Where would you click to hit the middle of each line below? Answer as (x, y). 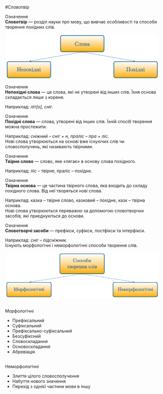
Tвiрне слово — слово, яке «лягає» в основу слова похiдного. (70, 161)
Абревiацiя (23, 352)
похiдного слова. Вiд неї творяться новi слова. (54, 190)
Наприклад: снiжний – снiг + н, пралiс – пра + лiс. (57, 136)
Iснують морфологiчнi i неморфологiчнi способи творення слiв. (71, 245)
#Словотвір (17, 7)
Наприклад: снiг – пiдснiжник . (36, 240)
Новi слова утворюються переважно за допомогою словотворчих (75, 210)
